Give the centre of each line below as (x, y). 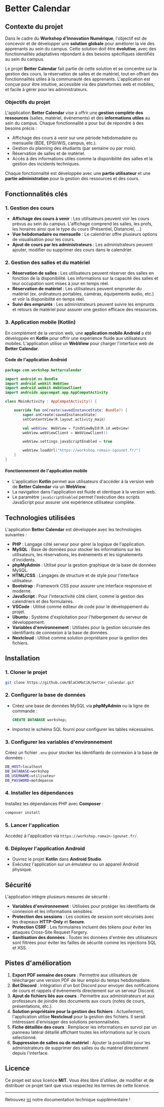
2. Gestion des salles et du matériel (48, 262)
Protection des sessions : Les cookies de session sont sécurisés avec (83, 917)
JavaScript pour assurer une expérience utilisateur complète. (73, 502)
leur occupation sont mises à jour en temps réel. (61, 283)
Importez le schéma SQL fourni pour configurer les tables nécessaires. (83, 729)
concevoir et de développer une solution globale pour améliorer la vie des (80, 44)
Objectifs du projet (28, 102)
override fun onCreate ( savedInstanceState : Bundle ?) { (71, 410)
